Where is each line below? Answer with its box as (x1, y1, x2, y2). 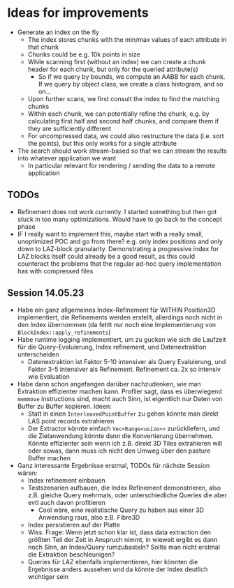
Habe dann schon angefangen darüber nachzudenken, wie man (17, 379, 201, 388)
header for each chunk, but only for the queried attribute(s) (27, 65, 199, 73)
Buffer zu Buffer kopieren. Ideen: (17, 402, 112, 410)
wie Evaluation (27, 372, 70, 381)
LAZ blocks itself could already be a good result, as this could (17, 252, 196, 260)
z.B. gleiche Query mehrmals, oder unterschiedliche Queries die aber (27, 490, 227, 499)
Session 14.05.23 (7, 287, 85, 299)
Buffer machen (27, 453, 71, 462)
